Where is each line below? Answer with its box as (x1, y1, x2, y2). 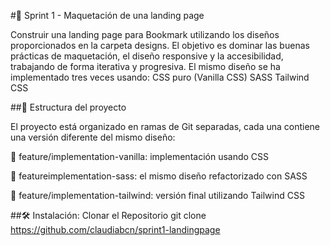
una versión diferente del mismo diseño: (10, 131, 176, 143)
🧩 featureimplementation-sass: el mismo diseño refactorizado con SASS (10, 170, 308, 182)
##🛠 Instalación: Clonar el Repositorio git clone (10, 210, 207, 221)
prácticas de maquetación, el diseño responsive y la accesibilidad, (10, 50, 284, 62)
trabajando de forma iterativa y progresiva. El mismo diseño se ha (10, 61, 281, 72)
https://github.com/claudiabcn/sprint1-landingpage (10, 224, 221, 235)
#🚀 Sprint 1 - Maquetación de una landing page (10, 10, 205, 21)
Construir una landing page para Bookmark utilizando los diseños (10, 29, 280, 40)
